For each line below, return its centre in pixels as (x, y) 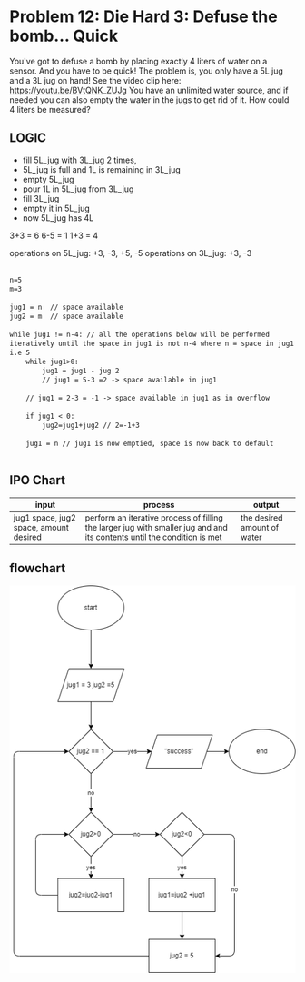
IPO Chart (38, 480)
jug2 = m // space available (67, 316)
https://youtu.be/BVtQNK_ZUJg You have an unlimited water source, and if (149, 90)
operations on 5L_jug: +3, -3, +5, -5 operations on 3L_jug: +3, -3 (131, 253)
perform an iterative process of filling (154, 518)
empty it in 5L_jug (56, 208)
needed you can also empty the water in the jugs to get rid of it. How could (149, 99)
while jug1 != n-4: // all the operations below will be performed (140, 334)
